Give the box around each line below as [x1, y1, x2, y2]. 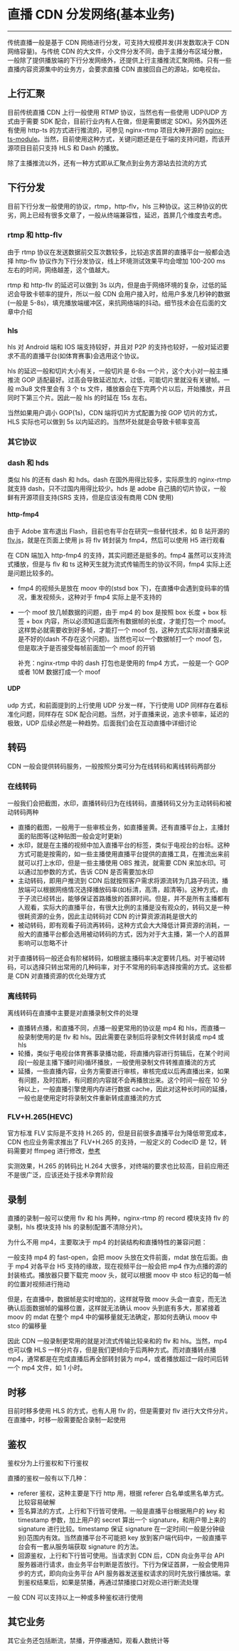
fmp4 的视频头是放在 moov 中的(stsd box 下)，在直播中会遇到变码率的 [17, 583, 224, 592]
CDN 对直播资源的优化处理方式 [15, 972, 106, 980]
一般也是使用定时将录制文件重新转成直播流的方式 [17, 1094, 161, 1103]
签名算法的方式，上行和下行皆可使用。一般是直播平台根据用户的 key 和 [17, 1506, 225, 1515]
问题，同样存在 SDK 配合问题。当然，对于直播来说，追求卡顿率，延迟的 [19, 709, 230, 718]
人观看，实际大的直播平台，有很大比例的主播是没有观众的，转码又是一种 [17, 902, 230, 912]
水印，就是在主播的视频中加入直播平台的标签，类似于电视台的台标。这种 [17, 840, 230, 849]
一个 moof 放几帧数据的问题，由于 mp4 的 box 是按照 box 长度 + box [17, 608, 219, 616]
